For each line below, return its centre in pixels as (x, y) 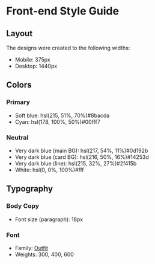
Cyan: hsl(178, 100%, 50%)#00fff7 (57, 121)
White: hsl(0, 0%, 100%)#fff (49, 170)
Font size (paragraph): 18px (49, 219)
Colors (19, 85)
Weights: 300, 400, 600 (44, 254)
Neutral (17, 137)
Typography (29, 189)
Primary (18, 102)
